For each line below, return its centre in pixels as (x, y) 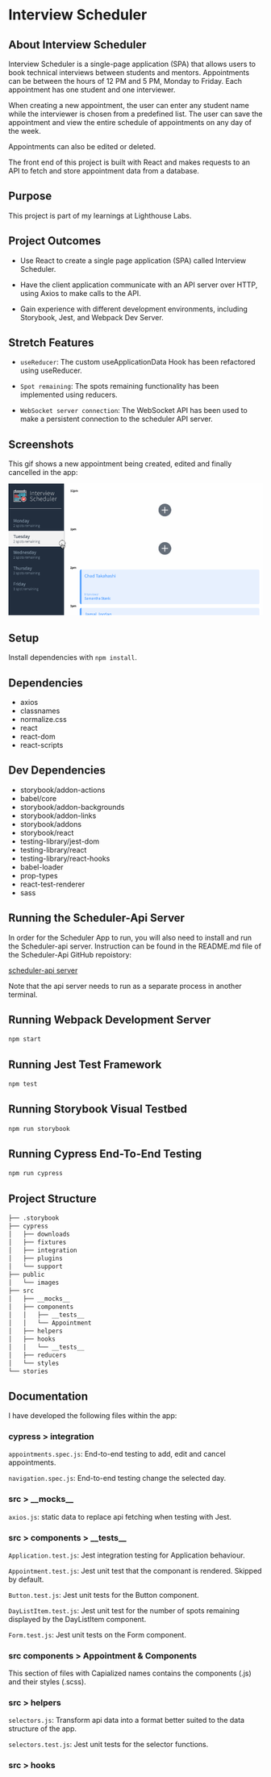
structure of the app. (43, 1729)
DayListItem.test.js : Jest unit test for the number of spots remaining (124, 1610)
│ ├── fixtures (38, 1243)
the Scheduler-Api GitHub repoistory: (70, 954)
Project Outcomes (55, 241)
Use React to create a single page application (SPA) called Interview (133, 261)
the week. (25, 131)
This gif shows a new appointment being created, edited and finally (120, 464)
